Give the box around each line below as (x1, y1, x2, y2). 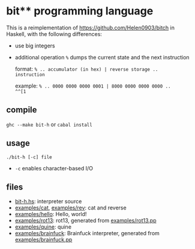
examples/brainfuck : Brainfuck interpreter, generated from (14, 230, 160, 237)
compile (6, 105, 37, 115)
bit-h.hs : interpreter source (14, 198, 82, 205)
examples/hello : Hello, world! (14, 211, 87, 218)
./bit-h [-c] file (6, 154, 52, 160)
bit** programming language (6, 4, 154, 18)
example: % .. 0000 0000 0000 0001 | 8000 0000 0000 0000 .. (14, 82, 171, 89)
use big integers (14, 42, 55, 49)
